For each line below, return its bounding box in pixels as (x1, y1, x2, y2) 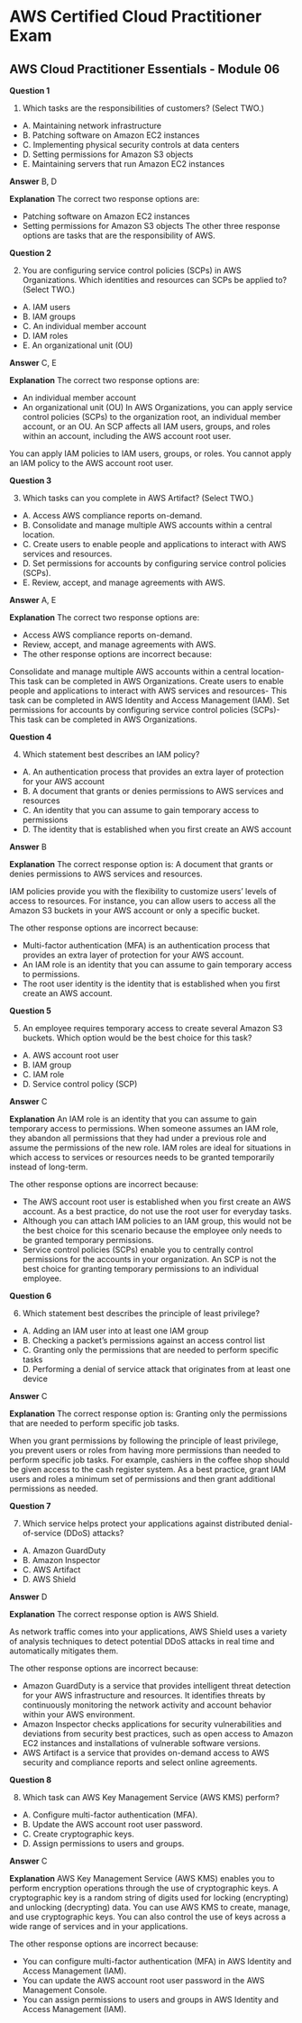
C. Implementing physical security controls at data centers (22, 140, 240, 150)
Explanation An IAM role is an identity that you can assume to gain (9, 1113, 257, 1124)
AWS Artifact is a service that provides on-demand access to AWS (22, 1747, 270, 1758)
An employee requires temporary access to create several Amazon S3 (22, 1023, 283, 1033)
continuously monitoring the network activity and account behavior (22, 1699, 272, 1710)
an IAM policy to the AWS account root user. (9, 458, 174, 468)
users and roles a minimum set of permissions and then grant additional (9, 1474, 276, 1484)
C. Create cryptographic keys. (22, 1828, 135, 1839)
